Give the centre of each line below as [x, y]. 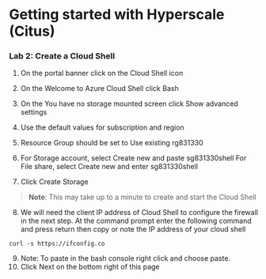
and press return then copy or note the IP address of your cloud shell [133, 229]
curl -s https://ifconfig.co [57, 244]
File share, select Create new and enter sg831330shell [109, 167]
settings [34, 112]
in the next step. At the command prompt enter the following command [136, 221]
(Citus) [32, 31]
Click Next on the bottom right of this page [90, 267]
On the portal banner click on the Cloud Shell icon [102, 74]
